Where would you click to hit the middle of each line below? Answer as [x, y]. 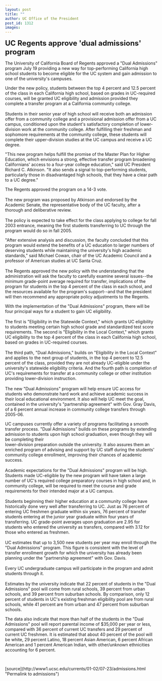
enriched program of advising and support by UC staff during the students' [80, 450]
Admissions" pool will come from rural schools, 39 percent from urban [75, 589]
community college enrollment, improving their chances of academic [74, 455]
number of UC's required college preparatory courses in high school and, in [81, 481]
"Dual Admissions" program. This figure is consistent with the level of [74, 548]
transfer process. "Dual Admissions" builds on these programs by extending [81, 429]
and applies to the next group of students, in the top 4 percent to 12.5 [74, 358]
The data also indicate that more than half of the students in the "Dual [74, 619]
